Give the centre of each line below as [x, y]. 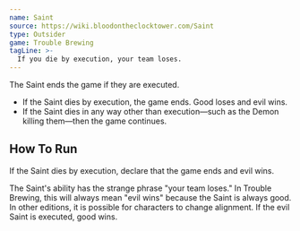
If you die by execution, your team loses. [99, 59]
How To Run [43, 149]
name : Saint [31, 17]
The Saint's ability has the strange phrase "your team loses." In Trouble [141, 188]
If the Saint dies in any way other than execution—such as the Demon [150, 111]
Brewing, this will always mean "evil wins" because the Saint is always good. [150, 197]
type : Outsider [38, 34]
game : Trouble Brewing [51, 43]
